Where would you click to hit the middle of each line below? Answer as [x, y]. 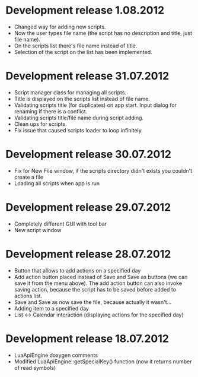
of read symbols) [35, 368]
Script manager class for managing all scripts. [70, 92]
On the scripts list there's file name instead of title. [76, 46]
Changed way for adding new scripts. [60, 27]
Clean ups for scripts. [40, 124]
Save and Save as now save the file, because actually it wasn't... [93, 302]
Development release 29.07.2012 [88, 207]
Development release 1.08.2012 [85, 10]
